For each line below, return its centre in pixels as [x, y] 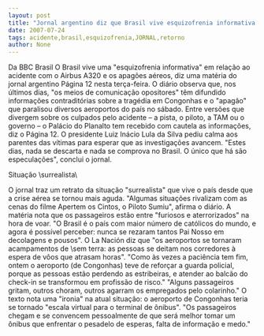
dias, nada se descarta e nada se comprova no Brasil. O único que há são [127, 151]
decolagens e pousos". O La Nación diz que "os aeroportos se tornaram [125, 241]
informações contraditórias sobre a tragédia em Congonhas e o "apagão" [127, 101]
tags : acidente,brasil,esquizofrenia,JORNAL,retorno [97, 37]
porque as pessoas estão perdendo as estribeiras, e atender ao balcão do [128, 274]
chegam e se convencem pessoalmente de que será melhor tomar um [122, 315]
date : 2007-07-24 [37, 30]
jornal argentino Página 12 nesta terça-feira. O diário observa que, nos [122, 84]
